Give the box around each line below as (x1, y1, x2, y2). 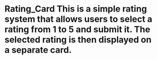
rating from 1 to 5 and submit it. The (4, 24, 151, 35)
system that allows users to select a (4, 14, 153, 25)
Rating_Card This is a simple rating (4, 3, 147, 15)
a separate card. (4, 45, 72, 56)
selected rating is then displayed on (4, 34, 152, 45)
